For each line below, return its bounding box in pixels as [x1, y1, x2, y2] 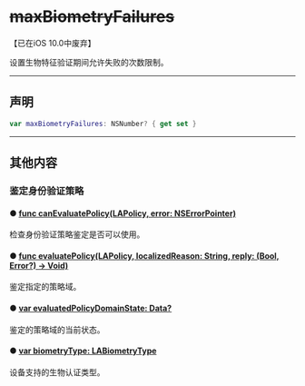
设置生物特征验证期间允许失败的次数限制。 [9, 56, 169, 67]
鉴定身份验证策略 [9, 184, 84, 197]
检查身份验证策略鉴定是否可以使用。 [9, 229, 145, 240]
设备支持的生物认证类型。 [9, 366, 105, 378]
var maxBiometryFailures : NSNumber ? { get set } [9, 119, 197, 128]
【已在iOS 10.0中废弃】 [9, 37, 96, 48]
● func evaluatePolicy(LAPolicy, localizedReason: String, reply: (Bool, [9, 250, 280, 261]
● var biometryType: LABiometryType [9, 345, 157, 356]
